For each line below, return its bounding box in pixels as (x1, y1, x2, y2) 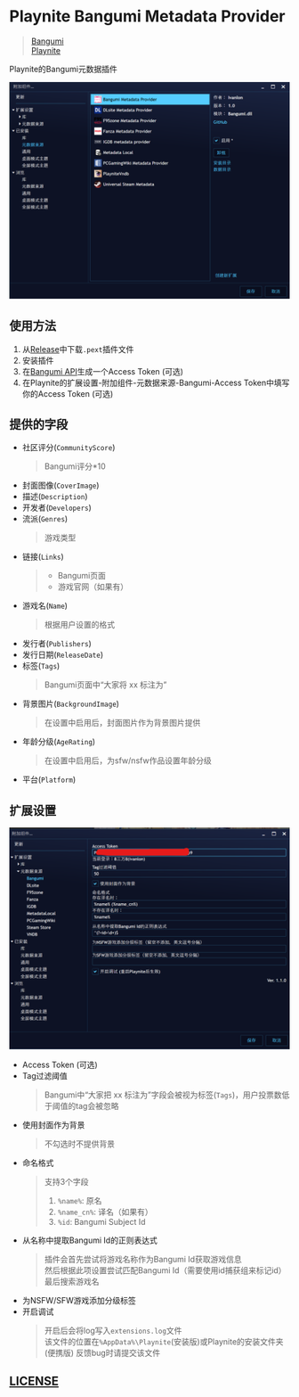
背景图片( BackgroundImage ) (21, 698, 120, 710)
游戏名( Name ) (21, 600, 69, 612)
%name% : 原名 (57, 1195, 102, 1205)
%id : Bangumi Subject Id (57, 1216, 146, 1227)
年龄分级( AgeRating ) (21, 736, 96, 747)
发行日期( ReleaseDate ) (21, 649, 104, 661)
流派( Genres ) (21, 514, 69, 524)
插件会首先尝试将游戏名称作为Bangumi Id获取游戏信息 (44, 1253, 242, 1264)
